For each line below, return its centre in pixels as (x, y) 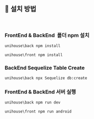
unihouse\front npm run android (38, 111)
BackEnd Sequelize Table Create (45, 67)
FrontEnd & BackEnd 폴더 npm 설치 (47, 35)
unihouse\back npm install (33, 46)
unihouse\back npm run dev (33, 102)
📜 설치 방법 (21, 9)
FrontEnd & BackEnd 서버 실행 (40, 91)
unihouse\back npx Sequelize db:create (46, 78)
